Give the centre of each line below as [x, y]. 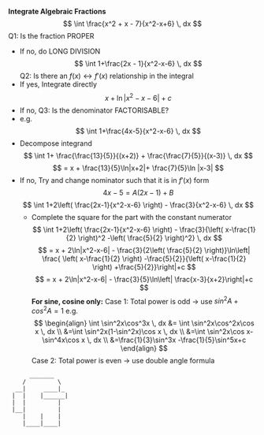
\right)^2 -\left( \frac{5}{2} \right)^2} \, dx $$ [150, 238]
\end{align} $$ [144, 348]
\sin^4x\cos [61, 340]
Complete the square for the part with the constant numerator [132, 217]
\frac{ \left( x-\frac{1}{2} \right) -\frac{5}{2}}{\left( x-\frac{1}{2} [144, 258]
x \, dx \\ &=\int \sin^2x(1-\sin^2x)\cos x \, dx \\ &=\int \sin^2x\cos [140, 331]
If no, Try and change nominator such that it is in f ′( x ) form [114, 180]
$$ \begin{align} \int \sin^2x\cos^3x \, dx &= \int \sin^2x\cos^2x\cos [144, 323]
